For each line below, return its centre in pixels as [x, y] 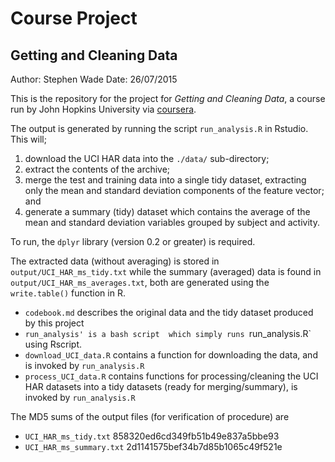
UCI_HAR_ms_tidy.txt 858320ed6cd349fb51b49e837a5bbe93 [152, 436]
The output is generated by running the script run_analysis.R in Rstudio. [159, 128]
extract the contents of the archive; [97, 169]
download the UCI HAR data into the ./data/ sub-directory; [147, 158]
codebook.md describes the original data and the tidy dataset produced [169, 312]
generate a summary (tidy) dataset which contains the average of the [167, 211]
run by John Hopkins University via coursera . [103, 109]
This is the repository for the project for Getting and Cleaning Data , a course [168, 98]
